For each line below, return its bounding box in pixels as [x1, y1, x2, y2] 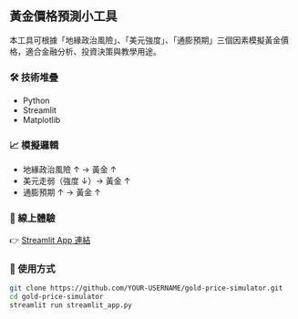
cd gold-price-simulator [9, 292, 104, 301]
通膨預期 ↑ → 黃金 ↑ [22, 187, 102, 198]
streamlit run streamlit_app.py [9, 300, 132, 310]
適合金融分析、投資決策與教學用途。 [25, 46, 161, 57]
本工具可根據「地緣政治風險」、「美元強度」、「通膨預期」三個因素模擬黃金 [9, 35, 281, 46]
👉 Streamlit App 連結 [9, 234, 91, 245]
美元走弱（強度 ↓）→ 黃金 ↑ [22, 176, 131, 187]
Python [22, 95, 50, 107]
